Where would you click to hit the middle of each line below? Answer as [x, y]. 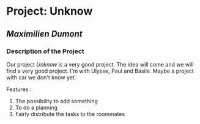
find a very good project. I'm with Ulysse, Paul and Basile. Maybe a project [100, 71]
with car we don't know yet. [41, 77]
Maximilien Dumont [44, 34]
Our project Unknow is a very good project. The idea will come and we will [100, 64]
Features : [19, 89]
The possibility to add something [56, 101]
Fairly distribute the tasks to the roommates [70, 114]
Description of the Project [45, 51]
